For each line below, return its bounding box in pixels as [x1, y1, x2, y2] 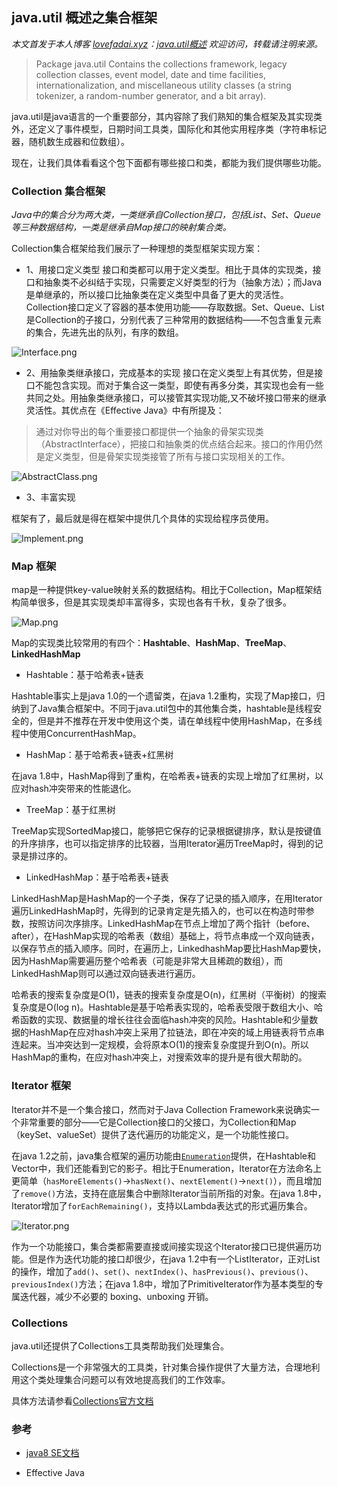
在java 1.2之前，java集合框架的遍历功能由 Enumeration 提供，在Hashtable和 [11, 1149, 316, 1162]
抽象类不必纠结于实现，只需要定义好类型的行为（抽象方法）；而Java [43, 276, 323, 288]
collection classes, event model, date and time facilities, [35, 68, 266, 80]
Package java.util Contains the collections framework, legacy [35, 58, 288, 70]
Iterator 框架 [11, 1079, 72, 1093]
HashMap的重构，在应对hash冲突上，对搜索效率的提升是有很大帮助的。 [11, 1051, 308, 1063]
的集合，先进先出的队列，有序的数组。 [25, 326, 184, 338]
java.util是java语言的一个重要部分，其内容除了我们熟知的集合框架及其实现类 [11, 110, 323, 122]
